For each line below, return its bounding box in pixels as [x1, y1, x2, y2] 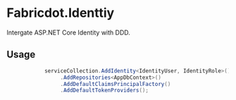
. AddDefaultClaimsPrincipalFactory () [60, 80, 171, 87]
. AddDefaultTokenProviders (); [60, 87, 149, 94]
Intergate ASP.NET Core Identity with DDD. [6, 28, 131, 37]
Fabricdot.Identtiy [6, 5, 115, 21]
